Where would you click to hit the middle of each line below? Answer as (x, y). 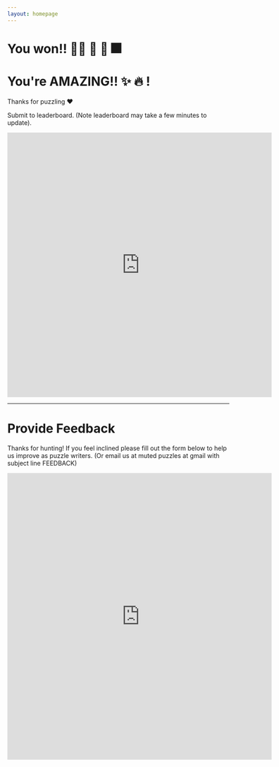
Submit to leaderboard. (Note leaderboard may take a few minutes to (107, 115)
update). (19, 122)
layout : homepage (33, 14)
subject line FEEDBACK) (42, 463)
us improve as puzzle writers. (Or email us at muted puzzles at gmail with (113, 455)
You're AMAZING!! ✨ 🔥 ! (79, 81)
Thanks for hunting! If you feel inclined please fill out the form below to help (117, 448)
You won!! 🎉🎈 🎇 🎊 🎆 (64, 48)
